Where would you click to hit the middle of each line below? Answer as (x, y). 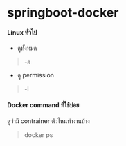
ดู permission (35, 75)
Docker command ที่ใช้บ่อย (43, 104)
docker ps (38, 135)
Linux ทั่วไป (22, 32)
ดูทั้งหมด (27, 48)
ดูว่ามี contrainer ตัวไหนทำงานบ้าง (48, 121)
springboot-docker (63, 13)
